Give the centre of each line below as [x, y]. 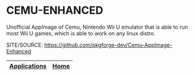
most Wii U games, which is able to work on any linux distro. [81, 33]
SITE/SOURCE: [25, 45]
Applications [28, 66]
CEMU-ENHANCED [55, 10]
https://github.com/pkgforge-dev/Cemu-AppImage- [108, 45]
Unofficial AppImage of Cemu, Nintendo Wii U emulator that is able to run [97, 27]
